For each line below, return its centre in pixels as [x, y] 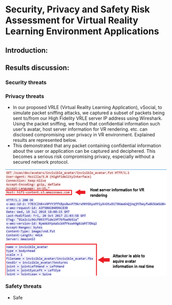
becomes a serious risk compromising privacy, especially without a [83, 157]
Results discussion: [37, 68]
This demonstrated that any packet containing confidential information [87, 146]
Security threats [26, 82]
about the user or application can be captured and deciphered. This [84, 151]
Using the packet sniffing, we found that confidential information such [86, 124]
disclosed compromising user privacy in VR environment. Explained [84, 135]
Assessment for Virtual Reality [72, 20]
